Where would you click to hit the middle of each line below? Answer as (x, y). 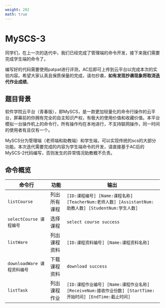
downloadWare (23, 264)
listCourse (20, 202)
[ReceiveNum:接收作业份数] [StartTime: (111, 291)
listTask (18, 291)
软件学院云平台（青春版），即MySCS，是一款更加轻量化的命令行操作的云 (78, 112)
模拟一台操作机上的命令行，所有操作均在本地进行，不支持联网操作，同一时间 (82, 124)
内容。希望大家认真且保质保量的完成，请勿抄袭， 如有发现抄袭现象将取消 (82, 76)
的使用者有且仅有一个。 (29, 130)
